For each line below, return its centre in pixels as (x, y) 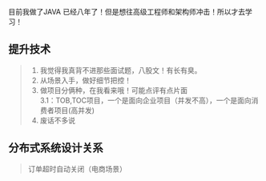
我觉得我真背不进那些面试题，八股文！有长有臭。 (121, 70)
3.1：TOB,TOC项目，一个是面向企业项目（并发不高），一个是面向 (146, 100)
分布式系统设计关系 (56, 148)
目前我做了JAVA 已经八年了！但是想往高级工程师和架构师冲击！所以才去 (127, 12)
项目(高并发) (74, 110)
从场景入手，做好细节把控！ (86, 80)
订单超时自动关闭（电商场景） (77, 169)
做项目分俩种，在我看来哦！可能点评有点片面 (114, 90)
